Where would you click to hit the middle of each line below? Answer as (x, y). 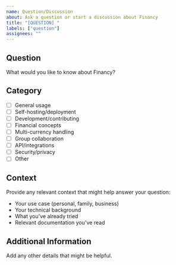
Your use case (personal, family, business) (67, 204)
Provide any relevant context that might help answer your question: (88, 192)
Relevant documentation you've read (60, 223)
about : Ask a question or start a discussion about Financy (82, 17)
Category (24, 91)
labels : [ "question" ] (33, 28)
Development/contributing (47, 118)
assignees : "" (24, 34)
